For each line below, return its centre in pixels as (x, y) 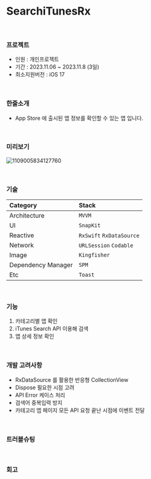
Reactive (22, 235)
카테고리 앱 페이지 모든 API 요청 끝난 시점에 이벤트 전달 (80, 410)
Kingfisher (94, 255)
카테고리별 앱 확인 (36, 321)
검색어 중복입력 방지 (39, 402)
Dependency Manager (41, 265)
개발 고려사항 (24, 365)
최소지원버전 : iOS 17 (40, 75)
